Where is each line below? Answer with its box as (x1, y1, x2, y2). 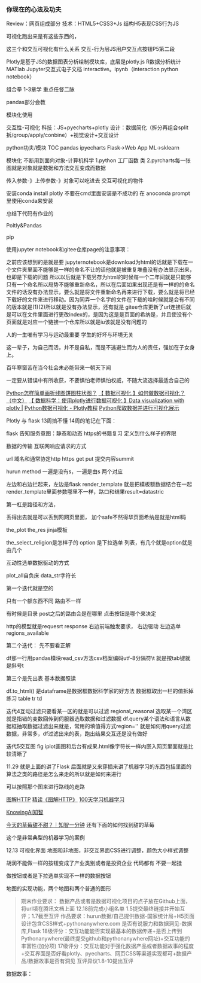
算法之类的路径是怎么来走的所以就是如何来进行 (6, 771, 121, 778)
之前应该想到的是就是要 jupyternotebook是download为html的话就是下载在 (6, 258, 188, 266)
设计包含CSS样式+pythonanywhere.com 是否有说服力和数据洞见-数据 (20, 920, 193, 927)
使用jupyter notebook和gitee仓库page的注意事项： (6, 246, 131, 253)
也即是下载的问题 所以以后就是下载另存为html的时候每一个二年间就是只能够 (6, 273, 191, 281)
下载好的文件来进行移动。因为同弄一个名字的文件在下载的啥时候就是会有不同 (6, 296, 195, 303)
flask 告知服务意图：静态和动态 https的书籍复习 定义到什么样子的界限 (6, 430, 176, 437)
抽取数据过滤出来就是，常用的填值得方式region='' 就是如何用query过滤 (16, 723, 191, 730)
